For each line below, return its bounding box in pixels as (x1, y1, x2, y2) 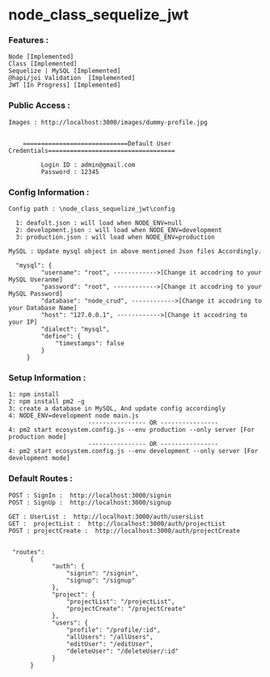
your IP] (8, 318, 38, 327)
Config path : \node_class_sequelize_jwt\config (8, 205, 175, 214)
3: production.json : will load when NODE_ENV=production (15, 233, 216, 242)
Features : (8, 35, 49, 46)
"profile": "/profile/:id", (65, 625, 161, 634)
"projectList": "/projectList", (65, 597, 175, 606)
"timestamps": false (55, 340, 125, 348)
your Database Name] (8, 304, 78, 312)
